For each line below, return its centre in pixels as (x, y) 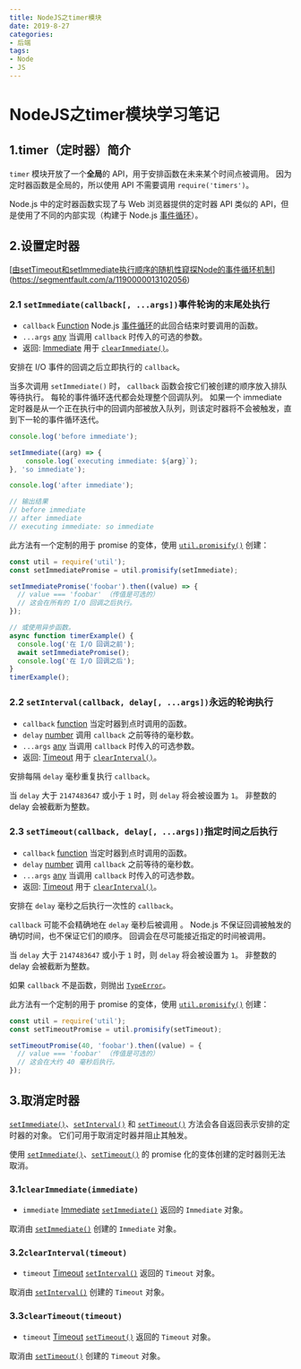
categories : (31, 34)
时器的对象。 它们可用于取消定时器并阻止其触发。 (101, 1135)
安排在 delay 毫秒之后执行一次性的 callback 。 (94, 905)
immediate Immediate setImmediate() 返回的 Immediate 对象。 (135, 1210)
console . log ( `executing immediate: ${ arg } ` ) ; (112, 461)
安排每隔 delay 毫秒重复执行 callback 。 (82, 776)
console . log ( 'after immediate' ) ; (72, 486)
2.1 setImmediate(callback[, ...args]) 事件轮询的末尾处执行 (140, 304)
